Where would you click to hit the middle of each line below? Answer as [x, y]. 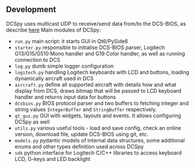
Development [31, 10]
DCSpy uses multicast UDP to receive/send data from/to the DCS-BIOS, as [96, 23]
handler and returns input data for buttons [65, 97]
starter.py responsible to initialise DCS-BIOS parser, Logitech [90, 47]
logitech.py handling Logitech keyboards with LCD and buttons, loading [102, 72]
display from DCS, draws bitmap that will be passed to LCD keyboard [98, 90]
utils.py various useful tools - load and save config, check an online [98, 128]
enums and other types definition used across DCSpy [79, 146]
